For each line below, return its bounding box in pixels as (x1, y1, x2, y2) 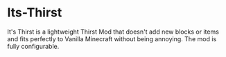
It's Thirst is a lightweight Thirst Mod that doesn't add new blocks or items (7, 27, 220, 36)
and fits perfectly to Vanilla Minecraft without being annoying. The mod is (7, 34, 217, 43)
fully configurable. (7, 42, 60, 50)
